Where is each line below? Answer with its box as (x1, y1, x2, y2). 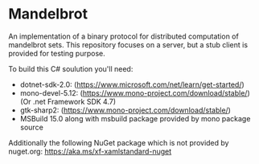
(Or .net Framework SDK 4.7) (19, 96, 117, 106)
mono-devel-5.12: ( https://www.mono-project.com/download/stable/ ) (19, 88, 251, 97)
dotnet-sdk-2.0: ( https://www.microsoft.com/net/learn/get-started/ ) (19, 80, 245, 89)
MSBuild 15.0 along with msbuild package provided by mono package (19, 113, 251, 123)
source (19, 122, 44, 132)
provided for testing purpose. (8, 48, 106, 58)
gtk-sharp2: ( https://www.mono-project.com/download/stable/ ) (19, 105, 232, 115)
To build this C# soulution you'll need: (8, 64, 134, 73)
